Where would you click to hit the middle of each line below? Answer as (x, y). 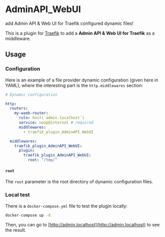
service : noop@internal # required (56, 123)
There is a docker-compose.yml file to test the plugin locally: (66, 206)
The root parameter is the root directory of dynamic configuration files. (79, 182)
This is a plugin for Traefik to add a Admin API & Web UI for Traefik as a (80, 33)
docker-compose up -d (28, 215)
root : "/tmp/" (42, 160)
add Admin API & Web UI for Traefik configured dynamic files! (69, 23)
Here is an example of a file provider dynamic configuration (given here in (82, 80)
